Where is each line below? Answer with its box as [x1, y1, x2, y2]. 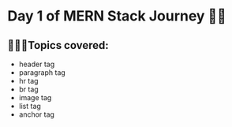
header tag [18, 59, 55, 69]
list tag [18, 102, 41, 110]
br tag [18, 84, 39, 94]
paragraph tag [18, 68, 66, 77]
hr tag [18, 77, 39, 85]
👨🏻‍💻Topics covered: [7, 39, 109, 52]
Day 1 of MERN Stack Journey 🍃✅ [7, 7, 226, 25]
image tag [18, 93, 52, 102]
